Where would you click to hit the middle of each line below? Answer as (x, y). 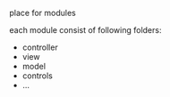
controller (40, 47)
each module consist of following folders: (85, 30)
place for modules (42, 13)
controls (38, 76)
